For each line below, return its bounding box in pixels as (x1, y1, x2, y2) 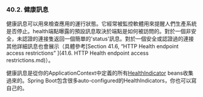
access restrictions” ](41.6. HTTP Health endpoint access (6, 49, 149, 57)
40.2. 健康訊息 (6, 5, 49, 13)
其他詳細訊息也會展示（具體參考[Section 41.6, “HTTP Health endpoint (6, 43, 179, 50)
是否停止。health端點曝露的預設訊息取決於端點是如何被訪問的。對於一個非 (6, 28, 192, 35)
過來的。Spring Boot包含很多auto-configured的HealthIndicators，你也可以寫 (6, 77, 197, 84)
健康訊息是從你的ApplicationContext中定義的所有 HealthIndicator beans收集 (6, 69, 194, 77)
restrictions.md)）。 (6, 57, 54, 64)
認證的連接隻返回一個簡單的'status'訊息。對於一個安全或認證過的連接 (22, 35, 195, 43)
